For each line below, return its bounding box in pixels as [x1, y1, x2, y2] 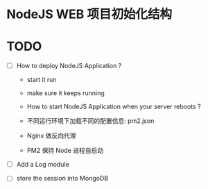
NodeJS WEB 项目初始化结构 [6, 6, 173, 22]
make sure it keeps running [26, 89, 105, 97]
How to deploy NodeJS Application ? [16, 62, 122, 70]
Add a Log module [16, 161, 70, 169]
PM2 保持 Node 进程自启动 [26, 147, 104, 155]
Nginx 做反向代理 [26, 131, 76, 140]
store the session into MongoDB [16, 174, 109, 183]
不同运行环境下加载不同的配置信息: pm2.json [26, 117, 155, 125]
